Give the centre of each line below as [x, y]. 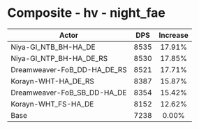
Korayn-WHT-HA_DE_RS [52, 81]
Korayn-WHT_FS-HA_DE [52, 104]
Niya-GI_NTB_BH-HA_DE [53, 47]
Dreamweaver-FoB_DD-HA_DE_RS [69, 69]
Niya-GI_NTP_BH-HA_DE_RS [59, 58]
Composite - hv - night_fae [86, 13]
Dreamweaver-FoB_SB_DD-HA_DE [69, 93]
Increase [174, 35]
